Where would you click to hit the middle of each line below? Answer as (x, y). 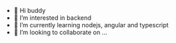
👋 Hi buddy (30, 11)
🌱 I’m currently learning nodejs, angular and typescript (91, 25)
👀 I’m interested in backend (52, 18)
